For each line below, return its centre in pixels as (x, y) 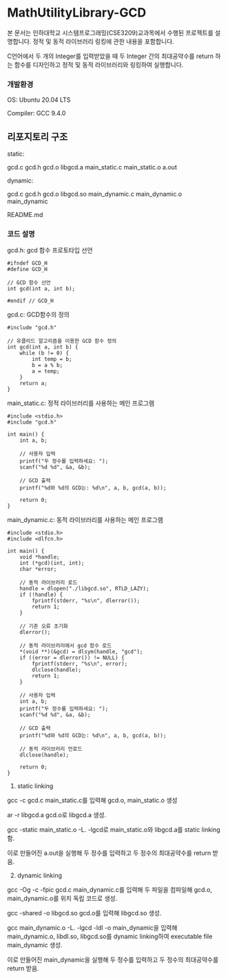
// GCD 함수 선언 (29, 283)
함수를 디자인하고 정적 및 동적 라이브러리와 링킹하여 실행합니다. (99, 64)
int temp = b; (52, 360)
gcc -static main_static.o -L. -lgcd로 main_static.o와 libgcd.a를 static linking (114, 830)
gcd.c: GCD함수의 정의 (39, 315)
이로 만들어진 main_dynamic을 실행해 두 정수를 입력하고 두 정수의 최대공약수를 (113, 960)
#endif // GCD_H (30, 301)
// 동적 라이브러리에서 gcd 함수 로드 (66, 646)
